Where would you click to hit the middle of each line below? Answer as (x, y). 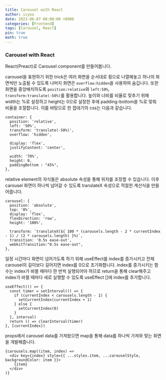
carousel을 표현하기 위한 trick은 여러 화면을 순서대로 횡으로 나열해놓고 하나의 (80, 77)
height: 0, (21, 161)
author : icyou (20, 14)
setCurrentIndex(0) (38, 308)
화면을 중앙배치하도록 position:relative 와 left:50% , (57, 89)
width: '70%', (24, 156)
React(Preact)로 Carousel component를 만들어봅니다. (58, 66)
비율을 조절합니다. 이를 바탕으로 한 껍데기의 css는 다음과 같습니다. (69, 108)
